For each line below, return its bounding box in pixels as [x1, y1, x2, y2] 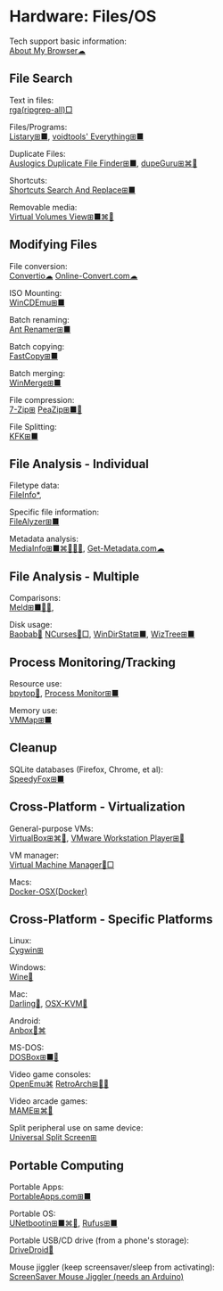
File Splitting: [9, 421, 57, 432]
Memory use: [9, 705, 58, 715]
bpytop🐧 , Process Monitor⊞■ [9, 688, 120, 698]
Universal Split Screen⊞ [9, 1132, 97, 1143]
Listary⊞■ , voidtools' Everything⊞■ [9, 131, 145, 142]
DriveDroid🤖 [9, 1245, 54, 1255]
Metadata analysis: [9, 533, 78, 545]
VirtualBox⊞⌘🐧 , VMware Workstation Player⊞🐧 [9, 832, 186, 843]
